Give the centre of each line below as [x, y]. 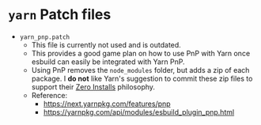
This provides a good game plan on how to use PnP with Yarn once [141, 53]
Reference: [49, 95]
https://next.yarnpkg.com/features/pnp [107, 104]
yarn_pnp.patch [45, 37]
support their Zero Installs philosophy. [93, 87]
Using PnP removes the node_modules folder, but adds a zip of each [140, 70]
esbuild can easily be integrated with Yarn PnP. [108, 62]
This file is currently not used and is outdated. [106, 44]
